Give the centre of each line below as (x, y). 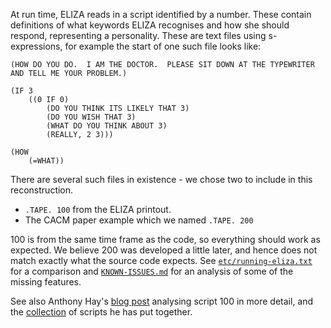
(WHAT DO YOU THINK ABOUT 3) (107, 126)
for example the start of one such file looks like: (163, 46)
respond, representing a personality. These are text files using (138, 35)
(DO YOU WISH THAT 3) (91, 117)
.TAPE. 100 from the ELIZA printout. (98, 209)
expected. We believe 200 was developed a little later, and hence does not (164, 250)
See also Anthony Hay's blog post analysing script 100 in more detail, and (162, 301)
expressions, (36, 46)
